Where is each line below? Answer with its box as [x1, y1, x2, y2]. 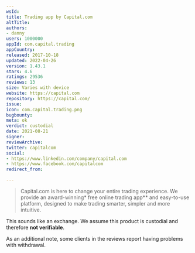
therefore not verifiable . [6, 224, 64, 231]
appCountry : [6, 47, 35, 53]
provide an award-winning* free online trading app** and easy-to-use [20, 194, 190, 201]
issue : [6, 101, 22, 107]
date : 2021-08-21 [6, 128, 49, 135]
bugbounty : [6, 112, 33, 118]
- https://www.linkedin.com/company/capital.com [6, 156, 127, 162]
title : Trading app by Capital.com [6, 14, 93, 20]
